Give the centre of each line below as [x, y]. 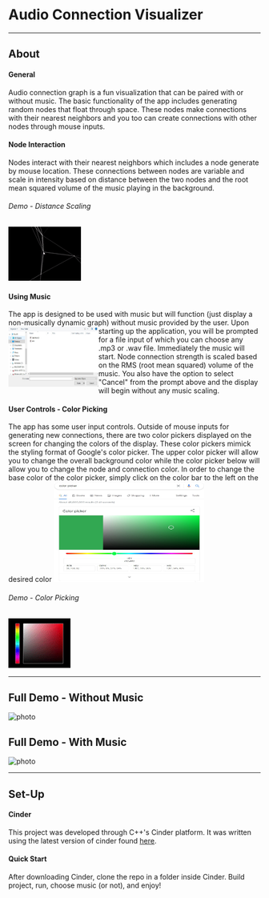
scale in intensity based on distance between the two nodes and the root [128, 179]
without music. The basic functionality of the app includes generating [123, 101]
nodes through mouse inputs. [57, 126]
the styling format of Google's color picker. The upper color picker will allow [133, 452]
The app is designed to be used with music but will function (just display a [130, 315]
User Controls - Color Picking [58, 409]
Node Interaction [37, 145]
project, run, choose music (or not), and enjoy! [85, 885]
